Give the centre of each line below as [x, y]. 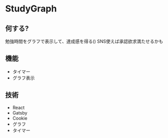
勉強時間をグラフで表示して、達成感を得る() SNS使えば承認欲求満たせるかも [84, 41]
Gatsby [20, 112]
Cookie [20, 118]
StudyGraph [31, 9]
